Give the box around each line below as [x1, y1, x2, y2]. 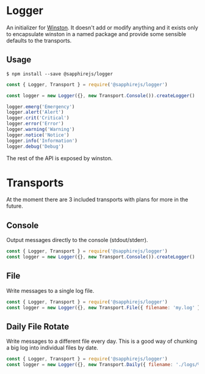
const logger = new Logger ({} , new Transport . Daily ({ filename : [6, 362, 173, 368]
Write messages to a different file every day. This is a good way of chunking [6, 337, 197, 345]
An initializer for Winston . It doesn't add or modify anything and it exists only [6, 24, 198, 31]
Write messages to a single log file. [6, 287, 95, 294]
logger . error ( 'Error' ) [6, 120, 64, 127]
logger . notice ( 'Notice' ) [6, 132, 70, 138]
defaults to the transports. [6, 37, 72, 44]
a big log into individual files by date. [6, 344, 99, 351]
